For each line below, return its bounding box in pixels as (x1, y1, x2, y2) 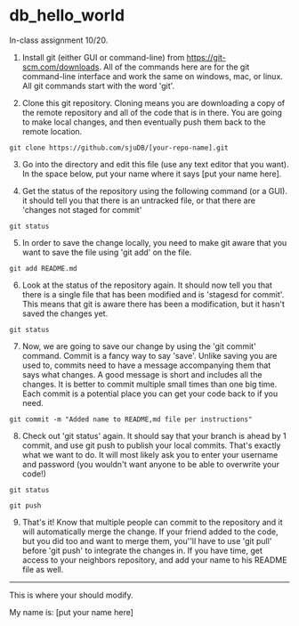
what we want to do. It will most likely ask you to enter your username (21, 449, 279, 459)
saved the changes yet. (21, 308, 109, 319)
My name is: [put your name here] (9, 606, 133, 617)
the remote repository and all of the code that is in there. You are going (21, 107, 283, 118)
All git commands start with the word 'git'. (21, 80, 175, 91)
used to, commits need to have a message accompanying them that (21, 360, 271, 370)
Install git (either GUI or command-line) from (21, 52, 185, 62)
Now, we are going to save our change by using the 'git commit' (21, 340, 256, 352)
